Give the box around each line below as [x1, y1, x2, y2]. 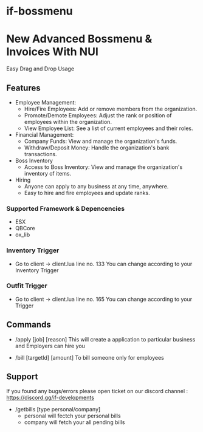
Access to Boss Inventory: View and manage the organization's [24, 163, 183, 171]
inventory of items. [24, 170, 72, 177]
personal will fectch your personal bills [24, 412, 121, 420]
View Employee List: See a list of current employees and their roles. [24, 125, 193, 132]
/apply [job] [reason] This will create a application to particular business [15, 335, 196, 343]
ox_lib [15, 231, 30, 238]
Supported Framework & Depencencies [6, 204, 125, 213]
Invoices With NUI [6, 45, 99, 59]
